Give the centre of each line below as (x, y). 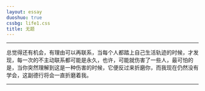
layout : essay (24, 12)
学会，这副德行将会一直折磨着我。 (49, 75)
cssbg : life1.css (28, 23)
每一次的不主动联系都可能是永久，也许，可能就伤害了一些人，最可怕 (102, 60)
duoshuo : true (24, 18)
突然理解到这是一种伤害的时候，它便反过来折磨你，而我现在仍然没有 (113, 68)
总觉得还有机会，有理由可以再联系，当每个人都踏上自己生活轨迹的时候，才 (100, 53)
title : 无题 (20, 29)
